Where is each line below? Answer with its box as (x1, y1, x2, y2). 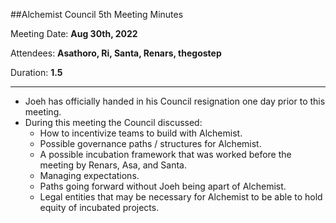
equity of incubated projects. (39, 202, 160, 213)
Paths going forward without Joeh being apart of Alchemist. (39, 180, 287, 192)
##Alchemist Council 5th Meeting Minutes (10, 9, 184, 20)
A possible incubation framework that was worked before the (39, 149, 292, 160)
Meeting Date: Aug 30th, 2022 (10, 28, 138, 39)
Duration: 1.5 (10, 67, 63, 78)
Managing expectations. (39, 170, 140, 181)
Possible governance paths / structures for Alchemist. (39, 138, 262, 149)
